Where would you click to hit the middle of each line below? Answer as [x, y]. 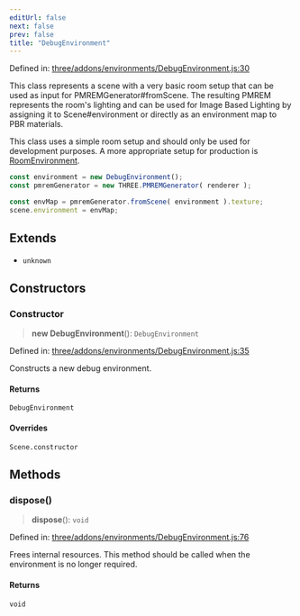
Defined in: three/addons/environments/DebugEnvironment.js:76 [129, 538]
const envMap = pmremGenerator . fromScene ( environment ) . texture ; [136, 202]
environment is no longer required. [73, 565]
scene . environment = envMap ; [64, 210]
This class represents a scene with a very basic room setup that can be [142, 86]
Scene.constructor [44, 447]
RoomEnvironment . [45, 161]
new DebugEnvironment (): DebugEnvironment [115, 333]
